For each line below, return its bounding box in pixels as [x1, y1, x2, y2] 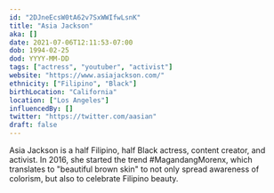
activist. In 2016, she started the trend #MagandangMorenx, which [9, 155, 253, 165]
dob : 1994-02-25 [9, 46, 69, 55]
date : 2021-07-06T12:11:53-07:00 [9, 37, 133, 47]
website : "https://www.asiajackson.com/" [9, 71, 165, 80]
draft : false [9, 121, 58, 130]
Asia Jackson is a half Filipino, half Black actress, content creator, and [9, 145, 266, 156]
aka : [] [9, 29, 38, 38]
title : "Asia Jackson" [9, 21, 93, 30]
